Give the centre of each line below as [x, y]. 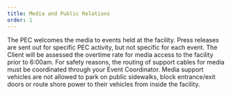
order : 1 [20, 20]
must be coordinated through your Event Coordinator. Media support [105, 69]
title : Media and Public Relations [59, 14]
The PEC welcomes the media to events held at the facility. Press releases [113, 40]
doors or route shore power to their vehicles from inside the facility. [104, 84]
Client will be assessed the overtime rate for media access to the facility [110, 54]
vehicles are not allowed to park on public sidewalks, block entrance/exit [111, 76]
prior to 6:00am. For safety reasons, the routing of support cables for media [116, 62]
